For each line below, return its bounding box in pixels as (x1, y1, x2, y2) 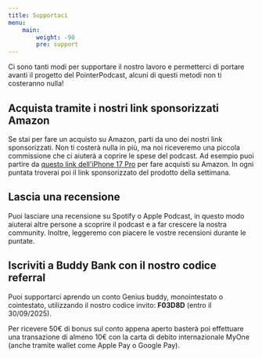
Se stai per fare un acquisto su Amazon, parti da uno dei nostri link (8, 134, 223, 143)
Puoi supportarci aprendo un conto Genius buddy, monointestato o (8, 291, 224, 302)
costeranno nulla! (8, 79, 64, 89)
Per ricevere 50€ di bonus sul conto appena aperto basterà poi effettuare (8, 324, 244, 333)
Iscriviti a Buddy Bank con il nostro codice (8, 259, 217, 273)
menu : (8, 19, 26, 27)
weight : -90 (36, 33, 76, 42)
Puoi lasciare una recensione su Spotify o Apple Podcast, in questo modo (8, 211, 245, 220)
